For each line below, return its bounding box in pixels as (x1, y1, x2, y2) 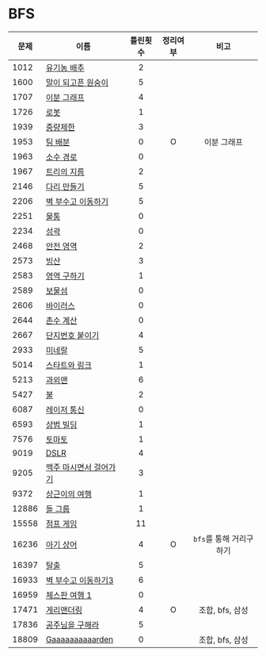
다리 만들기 (45, 181, 85, 192)
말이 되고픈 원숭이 (45, 77, 109, 88)
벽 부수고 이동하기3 (45, 574, 114, 585)
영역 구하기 (45, 270, 85, 282)
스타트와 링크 (45, 359, 93, 370)
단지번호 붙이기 (45, 330, 100, 341)
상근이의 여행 (45, 489, 93, 500)
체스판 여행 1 (45, 589, 93, 600)
